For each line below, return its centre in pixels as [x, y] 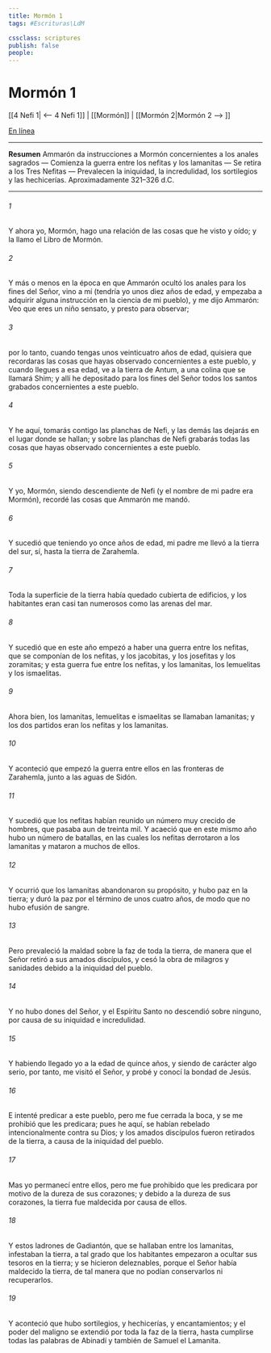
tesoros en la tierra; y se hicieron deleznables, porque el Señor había [123, 1263]
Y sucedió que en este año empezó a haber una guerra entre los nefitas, [129, 647]
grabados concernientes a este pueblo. [74, 387]
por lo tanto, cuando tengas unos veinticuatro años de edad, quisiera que [130, 352]
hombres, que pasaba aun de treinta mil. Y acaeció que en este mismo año [133, 830]
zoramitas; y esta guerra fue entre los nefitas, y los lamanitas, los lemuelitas [134, 664]
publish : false [34, 45]
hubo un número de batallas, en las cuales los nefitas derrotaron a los [124, 838]
